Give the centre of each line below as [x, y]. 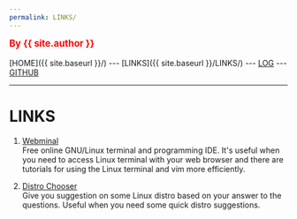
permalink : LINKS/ [43, 17]
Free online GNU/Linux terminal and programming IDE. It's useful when [151, 150]
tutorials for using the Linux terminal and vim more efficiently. [133, 169]
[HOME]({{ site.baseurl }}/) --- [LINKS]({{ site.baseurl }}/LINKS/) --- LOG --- [148, 63]
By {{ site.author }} [52, 43]
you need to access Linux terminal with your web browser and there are [153, 159]
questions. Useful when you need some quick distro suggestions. [141, 205]
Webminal [40, 140]
